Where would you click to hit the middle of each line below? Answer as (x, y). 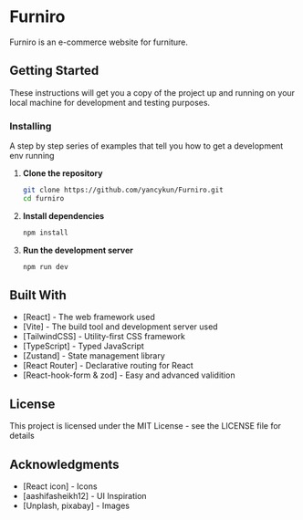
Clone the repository (63, 173)
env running (32, 156)
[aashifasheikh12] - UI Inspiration (85, 495)
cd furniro (43, 198)
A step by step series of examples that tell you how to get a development (146, 146)
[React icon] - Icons (60, 486)
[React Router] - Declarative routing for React (108, 366)
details (22, 436)
